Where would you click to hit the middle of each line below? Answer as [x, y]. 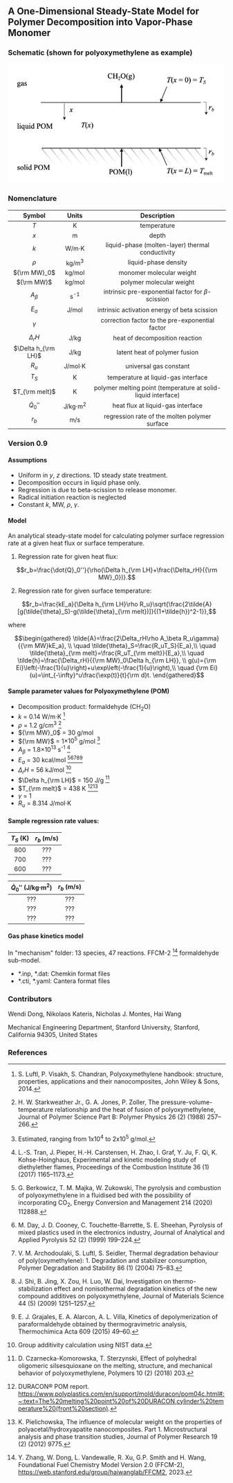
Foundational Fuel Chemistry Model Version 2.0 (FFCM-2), [101, 1464]
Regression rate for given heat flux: [68, 557]
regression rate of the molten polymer [158, 416]
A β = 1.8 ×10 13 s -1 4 [44, 750]
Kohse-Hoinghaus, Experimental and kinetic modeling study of [107, 1160]
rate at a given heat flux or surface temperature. [76, 543]
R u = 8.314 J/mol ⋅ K [45, 804]
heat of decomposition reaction [158, 338]
